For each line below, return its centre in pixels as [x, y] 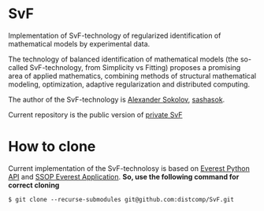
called [18, 67]
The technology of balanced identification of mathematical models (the [123, 59]
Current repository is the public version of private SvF [95, 114]
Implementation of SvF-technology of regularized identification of [115, 35]
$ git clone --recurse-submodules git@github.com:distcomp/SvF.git [121, 199]
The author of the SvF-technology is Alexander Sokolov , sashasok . [117, 99]
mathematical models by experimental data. [79, 43]
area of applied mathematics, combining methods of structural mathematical [132, 76]
